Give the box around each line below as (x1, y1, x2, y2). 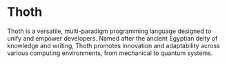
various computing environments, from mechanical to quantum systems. (7, 49, 213, 57)
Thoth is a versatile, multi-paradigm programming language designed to (7, 27, 212, 35)
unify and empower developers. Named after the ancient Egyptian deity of (7, 34, 218, 42)
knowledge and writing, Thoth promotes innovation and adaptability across (7, 41, 220, 50)
